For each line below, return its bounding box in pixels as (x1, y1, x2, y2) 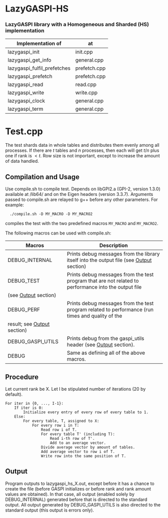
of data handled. (5, 158, 39, 164)
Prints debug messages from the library (66, 250, 160, 257)
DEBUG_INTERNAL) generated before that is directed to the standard (5, 496, 147, 502)
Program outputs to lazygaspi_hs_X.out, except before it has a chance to (5, 480, 155, 486)
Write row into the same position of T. (40, 454, 126, 459)
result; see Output (7, 321, 50, 328)
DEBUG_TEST (7, 278, 40, 285)
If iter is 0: (14, 405, 43, 411)
